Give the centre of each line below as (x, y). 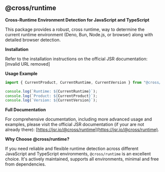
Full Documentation (26, 110)
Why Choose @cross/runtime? (37, 139)
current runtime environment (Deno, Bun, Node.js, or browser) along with (79, 34)
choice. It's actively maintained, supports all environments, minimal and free (82, 159)
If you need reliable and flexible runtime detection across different (72, 148)
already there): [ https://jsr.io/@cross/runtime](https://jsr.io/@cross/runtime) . (82, 130)
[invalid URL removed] (27, 64)
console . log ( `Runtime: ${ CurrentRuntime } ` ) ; (51, 91)
